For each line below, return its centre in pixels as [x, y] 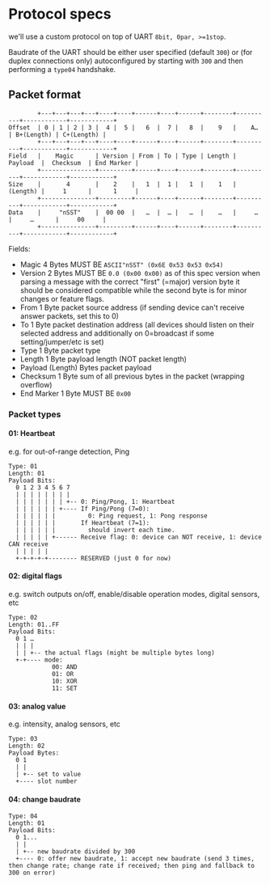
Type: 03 [23, 739]
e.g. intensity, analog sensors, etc [65, 724]
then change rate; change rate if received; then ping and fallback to [131, 866]
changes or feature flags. [62, 298]
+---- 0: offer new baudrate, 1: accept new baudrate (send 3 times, [135, 859]
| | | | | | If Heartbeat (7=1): [83, 522]
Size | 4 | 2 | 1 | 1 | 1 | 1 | [122, 184]
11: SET [65, 688]
